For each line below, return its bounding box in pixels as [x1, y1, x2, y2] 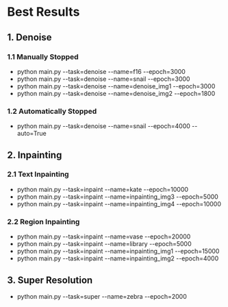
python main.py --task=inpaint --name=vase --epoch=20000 [16, 232, 191, 241]
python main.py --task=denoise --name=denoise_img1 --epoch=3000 [16, 82, 216, 90]
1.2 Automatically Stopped [7, 106, 97, 116]
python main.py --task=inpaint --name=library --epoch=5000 [16, 240, 192, 248]
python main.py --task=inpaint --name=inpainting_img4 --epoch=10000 [16, 199, 221, 208]
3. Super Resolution [7, 274, 93, 286]
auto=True [16, 130, 47, 138]
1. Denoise [7, 32, 52, 43]
